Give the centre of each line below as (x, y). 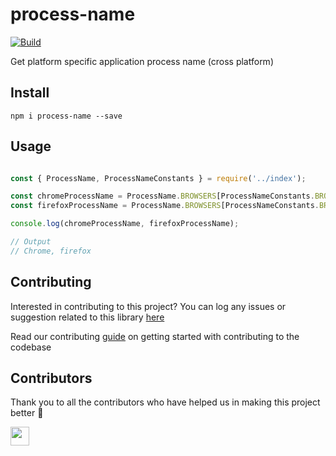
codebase (31, 347)
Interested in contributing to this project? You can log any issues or (148, 306)
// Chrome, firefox (51, 251)
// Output (31, 242)
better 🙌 (27, 413)
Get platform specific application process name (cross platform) (142, 61)
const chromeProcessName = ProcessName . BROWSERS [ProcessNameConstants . (162, 196)
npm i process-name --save (66, 116)
